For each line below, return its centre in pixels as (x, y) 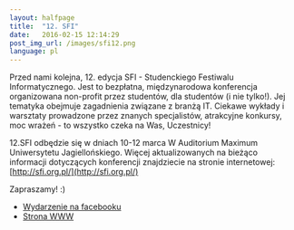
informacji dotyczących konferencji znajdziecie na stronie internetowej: (142, 162)
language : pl (34, 52)
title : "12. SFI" (44, 26)
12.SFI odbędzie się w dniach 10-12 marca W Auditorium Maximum (134, 143)
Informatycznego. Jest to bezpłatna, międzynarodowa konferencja (133, 87)
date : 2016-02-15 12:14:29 (64, 34)
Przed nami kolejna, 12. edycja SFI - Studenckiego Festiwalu (122, 77)
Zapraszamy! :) (38, 189)
